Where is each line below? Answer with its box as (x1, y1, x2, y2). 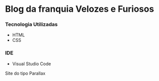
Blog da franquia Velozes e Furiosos (5, 3, 155, 15)
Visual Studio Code (12, 60, 52, 67)
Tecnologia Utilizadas (5, 21, 58, 28)
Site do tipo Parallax (5, 70, 46, 76)
